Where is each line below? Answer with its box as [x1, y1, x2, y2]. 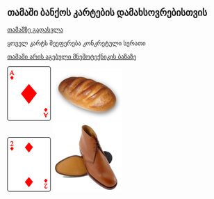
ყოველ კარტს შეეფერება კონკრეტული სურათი [7, 39, 146, 47]
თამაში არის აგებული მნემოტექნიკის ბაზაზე [7, 52, 137, 61]
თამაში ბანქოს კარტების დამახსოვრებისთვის [7, 7, 207, 19]
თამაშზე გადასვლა [7, 25, 64, 33]
